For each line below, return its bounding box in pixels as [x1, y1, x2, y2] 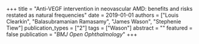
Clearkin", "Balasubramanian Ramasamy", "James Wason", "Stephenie [6, 18, 181, 25]
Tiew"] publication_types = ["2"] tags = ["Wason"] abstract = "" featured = [6, 24, 193, 31]
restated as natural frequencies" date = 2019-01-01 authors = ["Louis [6, 11, 179, 19]
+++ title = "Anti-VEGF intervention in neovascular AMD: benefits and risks [6, 5, 193, 12]
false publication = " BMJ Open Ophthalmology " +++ [6, 31, 138, 38]
